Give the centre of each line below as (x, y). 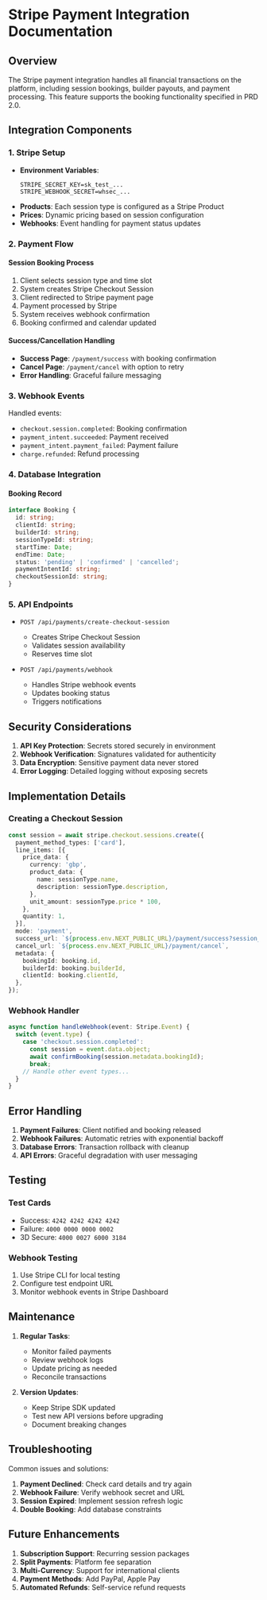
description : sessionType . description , (103, 887)
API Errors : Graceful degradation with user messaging (108, 1156)
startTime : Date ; (44, 547)
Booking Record (35, 493)
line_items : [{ (41, 850)
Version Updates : (49, 1392)
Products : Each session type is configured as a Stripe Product (122, 206)
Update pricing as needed (74, 1368)
